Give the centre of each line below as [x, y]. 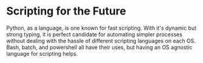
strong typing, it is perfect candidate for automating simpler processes [95, 34]
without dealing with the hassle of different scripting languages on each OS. [101, 41]
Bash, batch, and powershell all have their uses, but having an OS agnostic [99, 47]
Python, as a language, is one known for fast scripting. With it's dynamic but [101, 28]
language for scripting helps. [42, 53]
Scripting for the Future [66, 11]
